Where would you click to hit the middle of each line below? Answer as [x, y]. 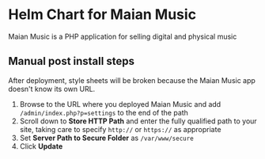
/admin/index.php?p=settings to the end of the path [104, 112]
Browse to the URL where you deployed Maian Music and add [120, 104]
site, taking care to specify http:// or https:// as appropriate [120, 129]
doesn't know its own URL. [52, 89]
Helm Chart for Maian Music [102, 15]
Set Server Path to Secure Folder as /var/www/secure [106, 138]
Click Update [41, 146]
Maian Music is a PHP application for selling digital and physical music [123, 36]
